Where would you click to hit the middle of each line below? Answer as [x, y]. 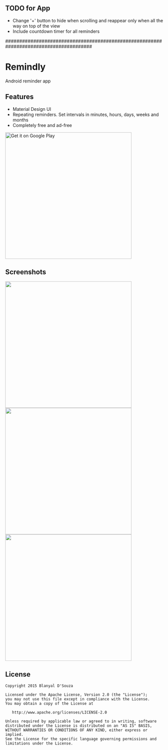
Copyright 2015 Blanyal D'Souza [39, 686]
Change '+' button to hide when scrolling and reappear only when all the [88, 20]
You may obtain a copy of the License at [49, 704]
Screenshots [26, 272]
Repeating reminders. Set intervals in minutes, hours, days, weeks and [86, 114]
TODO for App [28, 8]
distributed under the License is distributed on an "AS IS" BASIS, [79, 726]
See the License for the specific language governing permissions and [81, 739]
